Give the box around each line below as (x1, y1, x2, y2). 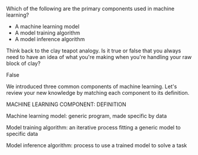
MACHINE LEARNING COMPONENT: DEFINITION (6, 101, 126, 108)
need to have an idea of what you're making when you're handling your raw (6, 54, 192, 60)
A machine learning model (14, 23, 79, 30)
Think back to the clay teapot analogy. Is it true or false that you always (6, 47, 181, 54)
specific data (6, 131, 38, 137)
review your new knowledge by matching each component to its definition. (6, 89, 190, 96)
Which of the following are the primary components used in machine (6, 5, 175, 12)
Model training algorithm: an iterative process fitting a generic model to (6, 124, 181, 131)
